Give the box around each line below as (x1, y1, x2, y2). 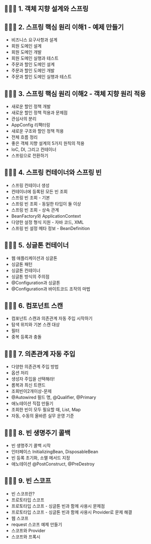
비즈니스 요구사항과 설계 (11, 37, 58, 43)
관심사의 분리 (11, 116, 37, 122)
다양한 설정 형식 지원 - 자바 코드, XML (11, 219, 84, 225)
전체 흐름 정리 (11, 134, 38, 140)
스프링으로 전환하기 (11, 153, 49, 159)
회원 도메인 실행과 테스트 (11, 56, 59, 61)
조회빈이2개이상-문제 (11, 388, 52, 394)
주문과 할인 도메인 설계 (11, 61, 55, 67)
